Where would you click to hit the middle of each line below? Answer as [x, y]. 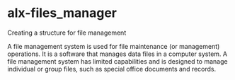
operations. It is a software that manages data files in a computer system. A [117, 54]
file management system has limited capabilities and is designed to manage [117, 61]
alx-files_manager [62, 13]
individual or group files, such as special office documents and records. [112, 69]
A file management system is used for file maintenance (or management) [114, 46]
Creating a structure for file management [67, 33]
